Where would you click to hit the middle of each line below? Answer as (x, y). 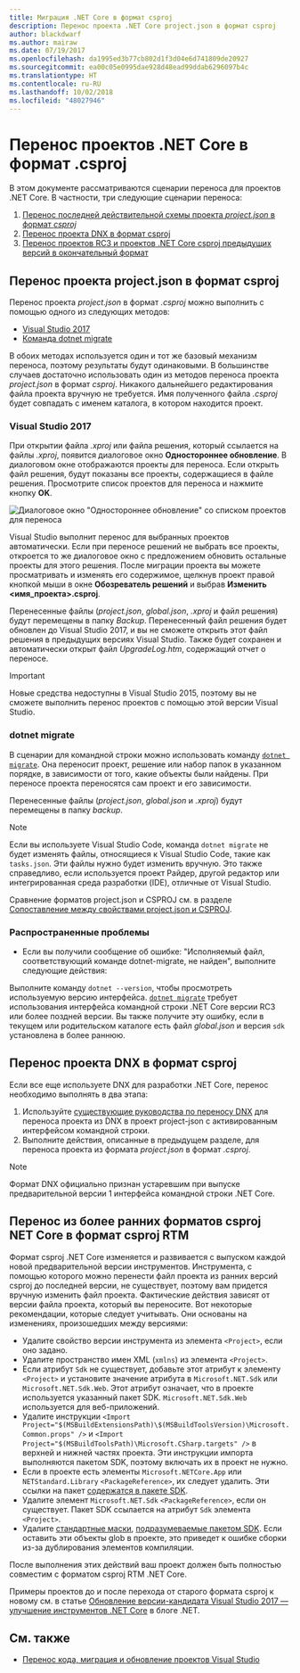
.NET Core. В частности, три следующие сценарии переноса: (126, 198)
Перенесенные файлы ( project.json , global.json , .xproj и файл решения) (144, 611)
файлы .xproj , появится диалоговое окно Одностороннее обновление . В (148, 455)
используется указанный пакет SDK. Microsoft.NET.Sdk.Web (134, 1397)
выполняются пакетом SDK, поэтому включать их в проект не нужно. (155, 1462)
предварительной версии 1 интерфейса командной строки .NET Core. (142, 1193)
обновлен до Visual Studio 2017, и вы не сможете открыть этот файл (138, 630)
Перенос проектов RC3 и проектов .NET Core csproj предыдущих (146, 243)
